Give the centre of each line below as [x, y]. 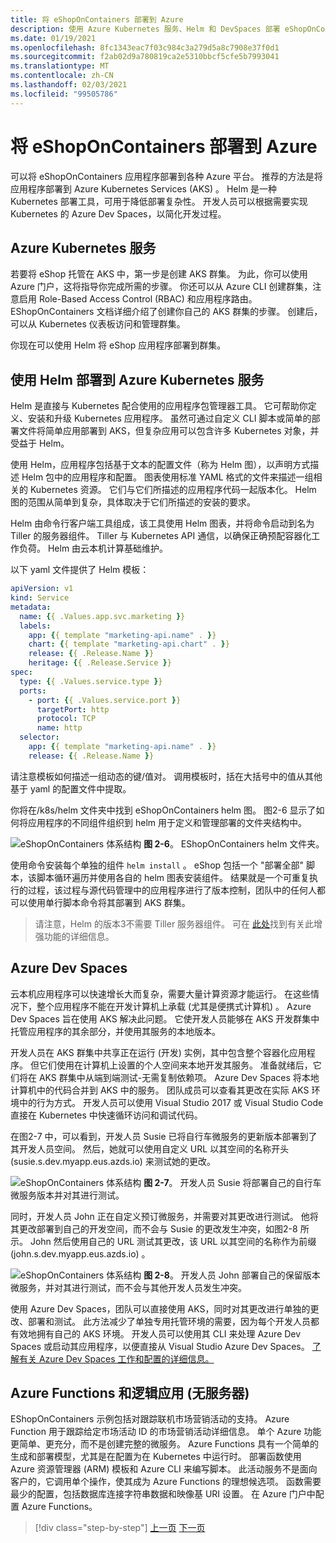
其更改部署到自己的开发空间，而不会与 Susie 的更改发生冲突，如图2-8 [154, 1228]
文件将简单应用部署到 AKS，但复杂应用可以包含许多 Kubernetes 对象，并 [169, 431]
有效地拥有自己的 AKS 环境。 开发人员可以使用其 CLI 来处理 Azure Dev [156, 1333]
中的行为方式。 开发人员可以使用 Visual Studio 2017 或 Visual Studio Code [171, 1102]
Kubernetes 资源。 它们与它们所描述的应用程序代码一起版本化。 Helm [173, 490]
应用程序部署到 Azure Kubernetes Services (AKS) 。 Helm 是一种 [144, 188]
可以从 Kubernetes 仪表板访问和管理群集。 [98, 324]
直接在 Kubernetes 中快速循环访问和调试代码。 [106, 1115]
